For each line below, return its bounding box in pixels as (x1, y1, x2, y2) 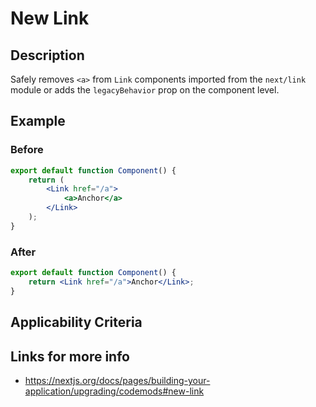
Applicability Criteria (10, 314, 143, 331)
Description (10, 47, 85, 64)
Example (10, 113, 66, 130)
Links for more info (10, 348, 130, 365)
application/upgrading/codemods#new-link (24, 385, 205, 397)
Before (10, 143, 44, 157)
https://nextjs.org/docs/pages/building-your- (24, 374, 211, 386)
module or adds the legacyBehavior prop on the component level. (10, 84, 280, 96)
